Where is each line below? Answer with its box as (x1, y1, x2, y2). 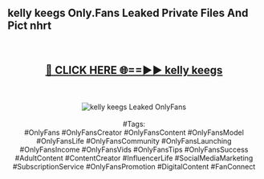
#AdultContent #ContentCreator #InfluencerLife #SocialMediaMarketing (14, 153, 254, 163)
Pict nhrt (7, 19, 52, 33)
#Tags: (122, 119, 146, 128)
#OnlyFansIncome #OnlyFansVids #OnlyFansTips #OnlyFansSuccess (19, 144, 249, 154)
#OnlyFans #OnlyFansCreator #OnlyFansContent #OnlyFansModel (24, 128, 244, 137)
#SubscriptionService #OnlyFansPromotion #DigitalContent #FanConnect (12, 161, 256, 171)
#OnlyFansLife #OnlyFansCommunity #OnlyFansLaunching (36, 136, 232, 145)
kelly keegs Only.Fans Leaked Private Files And (7, 6, 249, 20)
